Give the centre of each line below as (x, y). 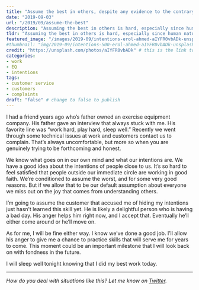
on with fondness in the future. (44, 252)
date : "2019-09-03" (30, 17)
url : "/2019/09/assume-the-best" (47, 23)
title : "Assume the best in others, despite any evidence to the (88, 12)
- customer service (30, 84)
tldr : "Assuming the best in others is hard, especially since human (94, 34)
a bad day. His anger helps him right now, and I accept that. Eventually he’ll (98, 215)
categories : (21, 56)
